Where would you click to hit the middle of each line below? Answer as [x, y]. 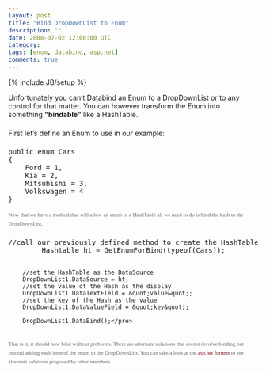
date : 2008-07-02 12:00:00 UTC [60, 38]
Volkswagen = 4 [54, 191]
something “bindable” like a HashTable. [73, 114]
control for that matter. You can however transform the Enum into [114, 106]
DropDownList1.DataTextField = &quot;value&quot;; [108, 293]
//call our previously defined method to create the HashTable [133, 242]
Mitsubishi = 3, [57, 183]
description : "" [35, 30]
